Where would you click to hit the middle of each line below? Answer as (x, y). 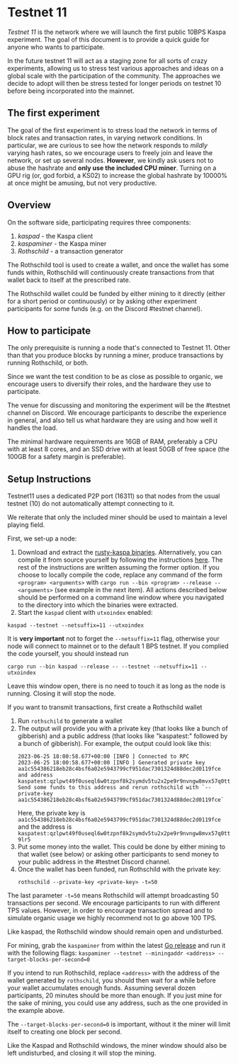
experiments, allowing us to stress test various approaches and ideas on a (115, 68)
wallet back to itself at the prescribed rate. (69, 280)
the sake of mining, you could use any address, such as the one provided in (118, 1003)
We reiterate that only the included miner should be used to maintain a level (118, 517)
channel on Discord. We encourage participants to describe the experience (117, 413)
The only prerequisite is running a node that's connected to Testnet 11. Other (119, 348)
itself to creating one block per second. (65, 1032)
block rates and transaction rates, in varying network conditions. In (105, 137)
